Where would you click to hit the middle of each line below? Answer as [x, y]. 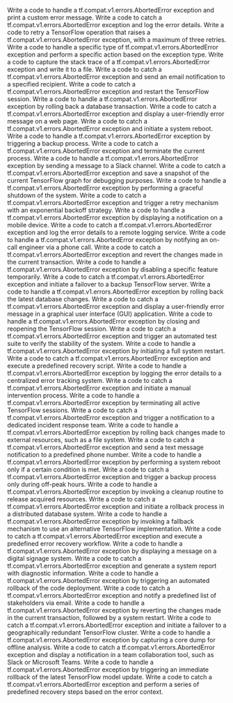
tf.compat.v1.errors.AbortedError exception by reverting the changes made [114, 610]
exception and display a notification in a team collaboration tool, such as [111, 655]
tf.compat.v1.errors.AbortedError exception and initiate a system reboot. [110, 129]
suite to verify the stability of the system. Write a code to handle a [102, 343]
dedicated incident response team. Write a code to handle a [93, 425]
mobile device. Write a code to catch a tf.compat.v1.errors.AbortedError [110, 225]
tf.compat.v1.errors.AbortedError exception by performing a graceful [105, 188]
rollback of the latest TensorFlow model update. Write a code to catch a [110, 677]
